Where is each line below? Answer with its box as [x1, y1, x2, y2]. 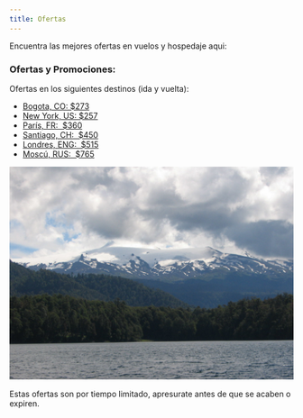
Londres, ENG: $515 [22, 139, 99, 150]
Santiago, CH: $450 [22, 129, 99, 140]
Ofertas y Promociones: [9, 63, 116, 76]
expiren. [9, 397, 40, 409]
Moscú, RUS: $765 [22, 149, 95, 159]
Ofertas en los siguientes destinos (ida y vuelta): [9, 83, 189, 94]
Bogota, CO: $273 [22, 100, 90, 112]
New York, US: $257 [22, 110, 98, 121]
